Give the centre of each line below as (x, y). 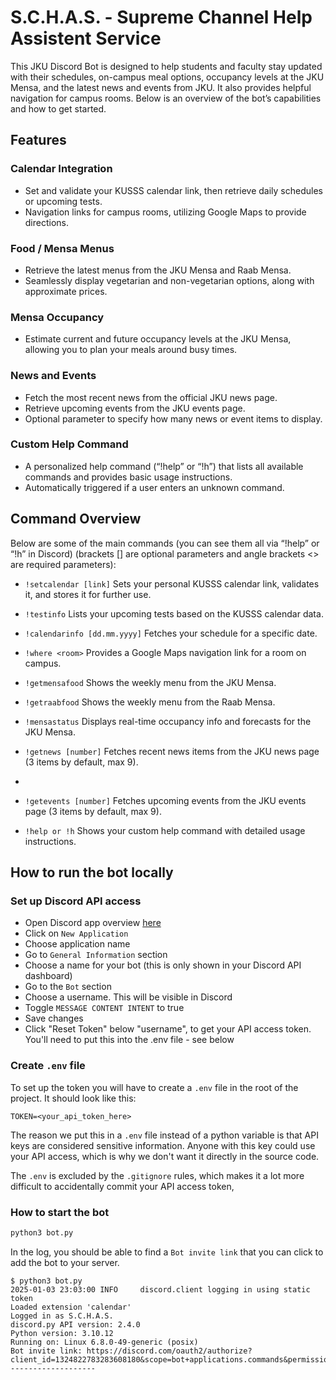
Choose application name (77, 944)
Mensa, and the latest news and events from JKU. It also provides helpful (161, 87)
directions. (47, 222)
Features (38, 140)
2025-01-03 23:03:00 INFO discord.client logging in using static (160, 1289)
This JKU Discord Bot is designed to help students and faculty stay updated (166, 66)
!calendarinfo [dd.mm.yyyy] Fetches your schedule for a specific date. (171, 633)
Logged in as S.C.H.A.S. (62, 1316)
